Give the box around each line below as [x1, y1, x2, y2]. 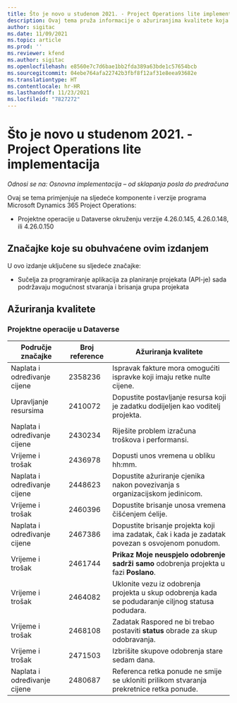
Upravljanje [11, 397, 49, 407]
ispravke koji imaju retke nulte [112, 372, 211, 382]
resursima [11, 406, 44, 416]
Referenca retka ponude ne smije [112, 666, 222, 676]
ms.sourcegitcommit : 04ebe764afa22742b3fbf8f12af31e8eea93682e [7, 69, 197, 76]
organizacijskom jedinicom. [112, 489, 203, 499]
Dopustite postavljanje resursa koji [112, 393, 226, 402]
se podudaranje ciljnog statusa [112, 597, 214, 607]
